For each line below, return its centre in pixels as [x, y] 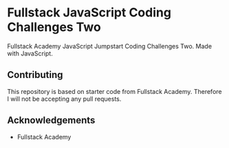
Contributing [35, 75]
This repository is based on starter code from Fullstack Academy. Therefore [115, 91]
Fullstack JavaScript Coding [89, 13]
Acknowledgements [51, 120]
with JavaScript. [30, 53]
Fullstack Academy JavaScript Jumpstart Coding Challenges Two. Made [109, 46]
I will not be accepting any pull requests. [64, 99]
